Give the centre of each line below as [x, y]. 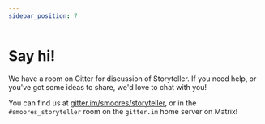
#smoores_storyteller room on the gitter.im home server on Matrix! [123, 111]
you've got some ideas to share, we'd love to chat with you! [107, 87]
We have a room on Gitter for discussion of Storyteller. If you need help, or [132, 79]
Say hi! [32, 56]
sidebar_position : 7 [43, 16]
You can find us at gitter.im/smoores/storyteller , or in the [103, 103]
